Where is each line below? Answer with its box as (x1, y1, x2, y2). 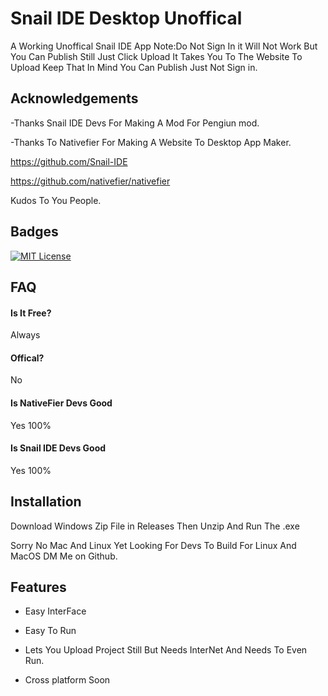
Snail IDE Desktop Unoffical (10, 7, 243, 30)
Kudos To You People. (10, 194, 102, 206)
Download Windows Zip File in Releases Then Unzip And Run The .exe (10, 520, 300, 532)
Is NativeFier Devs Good (10, 397, 113, 409)
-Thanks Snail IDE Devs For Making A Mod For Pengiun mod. (10, 117, 260, 129)
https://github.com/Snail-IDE (10, 155, 128, 167)
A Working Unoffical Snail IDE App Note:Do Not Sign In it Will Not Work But (10, 40, 318, 52)
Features (10, 578, 67, 596)
